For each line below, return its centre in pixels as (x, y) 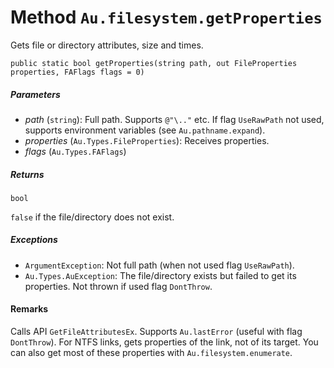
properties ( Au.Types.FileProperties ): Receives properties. (147, 140)
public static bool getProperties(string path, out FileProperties (154, 63)
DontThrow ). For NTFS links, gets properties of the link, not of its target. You (164, 342)
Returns (27, 174)
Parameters (35, 94)
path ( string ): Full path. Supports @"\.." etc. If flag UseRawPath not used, (174, 119)
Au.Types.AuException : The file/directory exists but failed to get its (160, 275)
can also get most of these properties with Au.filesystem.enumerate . (151, 353)
